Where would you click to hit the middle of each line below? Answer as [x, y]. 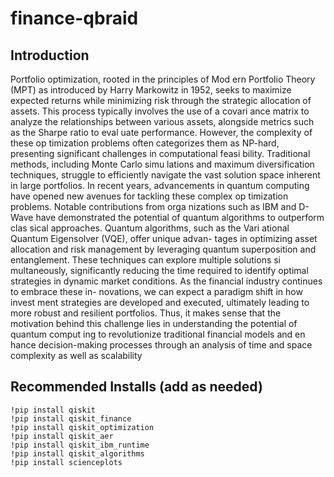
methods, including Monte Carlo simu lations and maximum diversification [162, 164]
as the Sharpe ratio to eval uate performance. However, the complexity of [161, 132]
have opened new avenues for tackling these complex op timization [149, 196]
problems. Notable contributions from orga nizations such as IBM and [153, 206]
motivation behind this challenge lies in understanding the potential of [154, 323]
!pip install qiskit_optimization [82, 427]
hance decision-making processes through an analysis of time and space [161, 345]
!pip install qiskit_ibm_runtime [80, 445]
